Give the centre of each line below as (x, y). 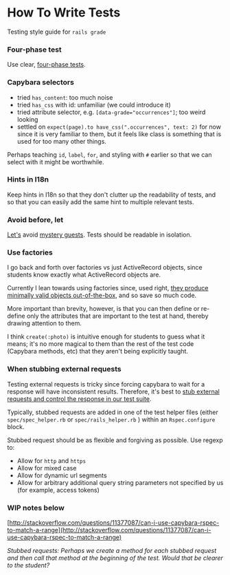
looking (27, 119)
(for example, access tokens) (58, 490)
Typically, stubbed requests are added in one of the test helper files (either (113, 412)
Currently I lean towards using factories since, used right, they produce (108, 288)
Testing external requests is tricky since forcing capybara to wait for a (106, 384)
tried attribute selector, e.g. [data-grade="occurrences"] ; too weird (111, 112)
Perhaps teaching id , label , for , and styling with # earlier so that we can (110, 154)
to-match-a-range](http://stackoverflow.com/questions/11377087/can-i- (109, 530)
